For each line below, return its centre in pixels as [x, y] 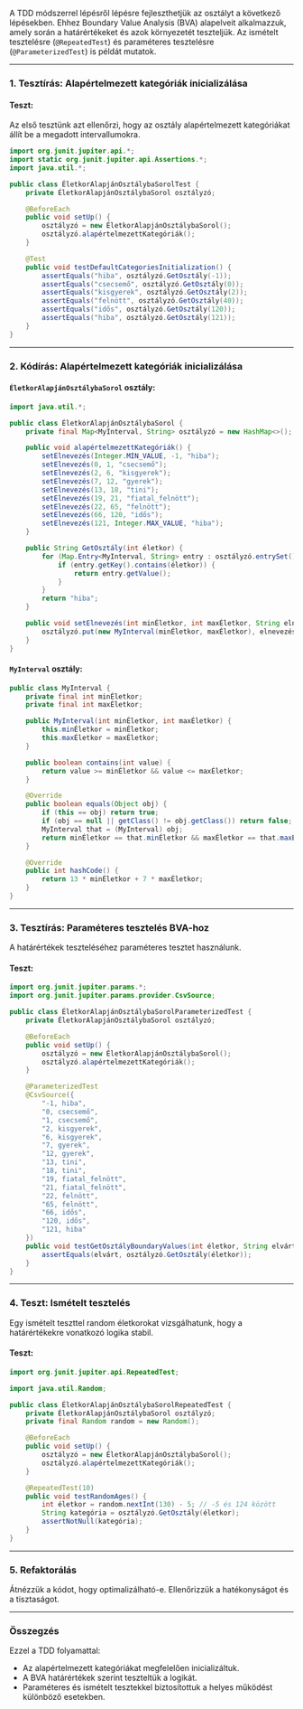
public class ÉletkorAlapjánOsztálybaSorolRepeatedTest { [120, 1404]
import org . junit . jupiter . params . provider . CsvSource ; [113, 996]
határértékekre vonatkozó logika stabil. [81, 1332]
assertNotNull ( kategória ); [92, 1522]
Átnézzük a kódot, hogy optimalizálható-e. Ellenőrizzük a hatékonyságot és [149, 1590]
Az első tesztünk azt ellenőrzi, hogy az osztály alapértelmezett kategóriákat [150, 125]
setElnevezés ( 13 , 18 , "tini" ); [101, 490]
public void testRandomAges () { [86, 1496]
